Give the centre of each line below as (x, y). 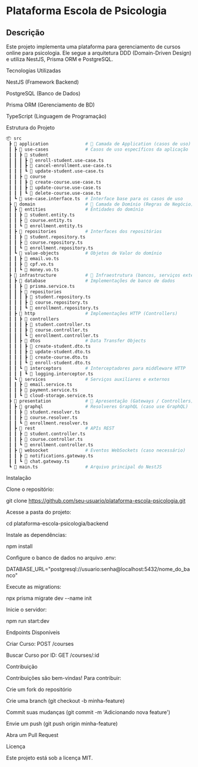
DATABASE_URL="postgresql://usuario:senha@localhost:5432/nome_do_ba (98, 569)
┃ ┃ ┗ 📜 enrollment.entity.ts (46, 226)
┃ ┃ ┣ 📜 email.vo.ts (34, 259)
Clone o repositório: (30, 489)
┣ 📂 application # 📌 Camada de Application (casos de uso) (100, 144)
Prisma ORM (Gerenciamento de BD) (51, 105)
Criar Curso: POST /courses (40, 644)
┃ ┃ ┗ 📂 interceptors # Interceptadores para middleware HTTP (97, 368)
